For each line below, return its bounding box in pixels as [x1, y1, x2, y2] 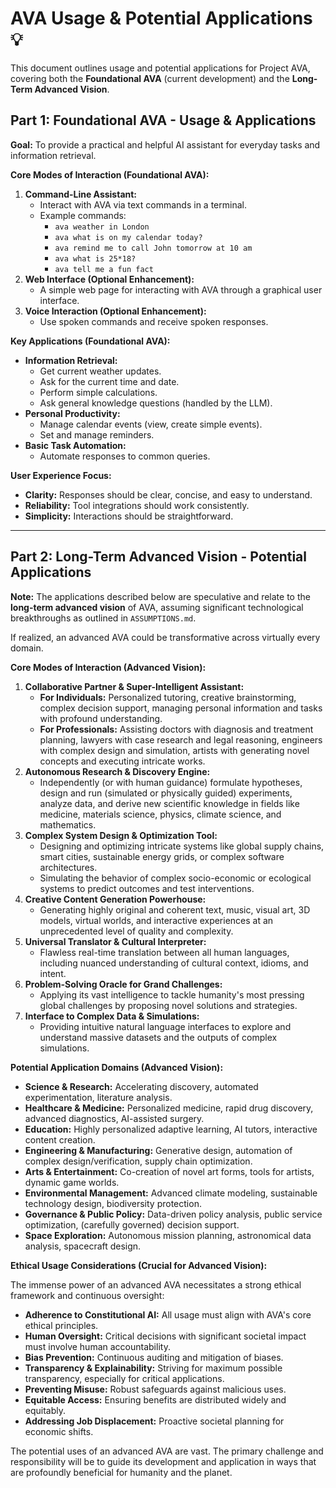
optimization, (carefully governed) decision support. [24, 1218, 240, 1231]
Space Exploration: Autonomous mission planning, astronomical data [24, 1229, 312, 1241]
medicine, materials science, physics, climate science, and [39, 808, 282, 820]
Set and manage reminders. [39, 428, 155, 441]
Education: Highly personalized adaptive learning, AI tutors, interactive [24, 1123, 318, 1135]
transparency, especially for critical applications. [24, 1372, 225, 1384]
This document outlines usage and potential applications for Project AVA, [10, 62, 311, 74]
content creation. [24, 1133, 96, 1146]
